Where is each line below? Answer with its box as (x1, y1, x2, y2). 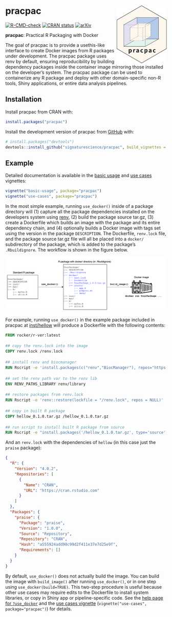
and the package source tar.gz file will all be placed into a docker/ (5, 236, 144, 242)
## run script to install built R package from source (5, 425, 125, 430)
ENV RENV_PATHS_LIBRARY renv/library (5, 381, 86, 387)
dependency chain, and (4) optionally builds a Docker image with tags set (5, 225, 161, 231)
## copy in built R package (5, 408, 66, 413)
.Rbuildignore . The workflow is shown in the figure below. (5, 246, 128, 253)
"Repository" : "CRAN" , (18, 536, 68, 542)
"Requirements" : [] (18, 547, 60, 553)
